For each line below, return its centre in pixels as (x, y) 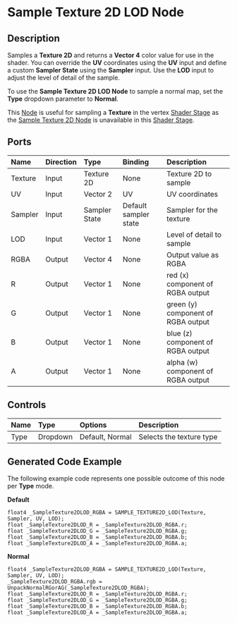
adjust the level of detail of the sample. (63, 78)
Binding (136, 161)
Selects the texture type (178, 436)
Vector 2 (98, 194)
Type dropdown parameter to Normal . (63, 99)
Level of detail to (194, 235)
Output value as (193, 254)
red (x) (178, 275)
